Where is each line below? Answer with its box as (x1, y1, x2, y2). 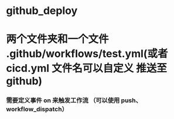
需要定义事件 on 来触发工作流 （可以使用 (6, 96, 120, 104)
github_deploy (6, 4, 78, 17)
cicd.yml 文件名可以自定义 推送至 (6, 62, 167, 75)
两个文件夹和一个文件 (6, 33, 110, 46)
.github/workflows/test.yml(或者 (6, 47, 168, 61)
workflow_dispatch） (6, 105, 69, 113)
